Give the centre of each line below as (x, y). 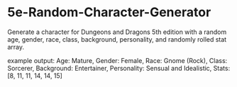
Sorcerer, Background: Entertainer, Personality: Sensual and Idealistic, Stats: (119, 68)
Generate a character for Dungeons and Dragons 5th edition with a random (117, 32)
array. (16, 47)
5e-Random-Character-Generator (109, 12)
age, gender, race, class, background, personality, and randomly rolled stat (117, 39)
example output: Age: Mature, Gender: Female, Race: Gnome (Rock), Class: (117, 60)
